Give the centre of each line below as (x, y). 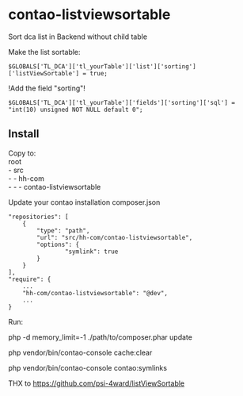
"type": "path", (63, 231)
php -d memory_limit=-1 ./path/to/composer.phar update (100, 337)
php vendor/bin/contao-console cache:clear (80, 352)
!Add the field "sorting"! (47, 88)
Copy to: (22, 153)
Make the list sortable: (44, 52)
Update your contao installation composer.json (84, 202)
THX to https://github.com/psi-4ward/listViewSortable (97, 383)
